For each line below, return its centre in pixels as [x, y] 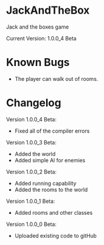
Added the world [35, 154]
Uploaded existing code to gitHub [56, 235]
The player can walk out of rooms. [56, 78]
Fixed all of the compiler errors [52, 131]
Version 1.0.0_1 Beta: [30, 201]
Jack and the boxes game [38, 27]
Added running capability [45, 183]
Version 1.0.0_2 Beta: [32, 172]
